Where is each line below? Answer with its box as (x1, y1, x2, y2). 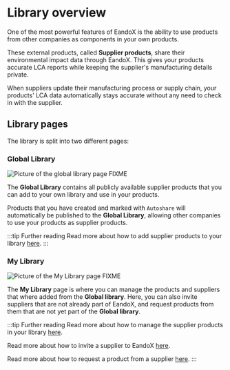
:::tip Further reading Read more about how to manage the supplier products (7, 321, 224, 329)
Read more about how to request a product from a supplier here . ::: (7, 355, 198, 363)
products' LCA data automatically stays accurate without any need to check (7, 91, 222, 99)
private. (7, 70, 29, 79)
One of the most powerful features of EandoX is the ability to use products (7, 28, 218, 36)
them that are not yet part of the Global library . (7, 307, 141, 315)
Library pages (7, 119, 68, 130)
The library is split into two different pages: (7, 137, 129, 145)
